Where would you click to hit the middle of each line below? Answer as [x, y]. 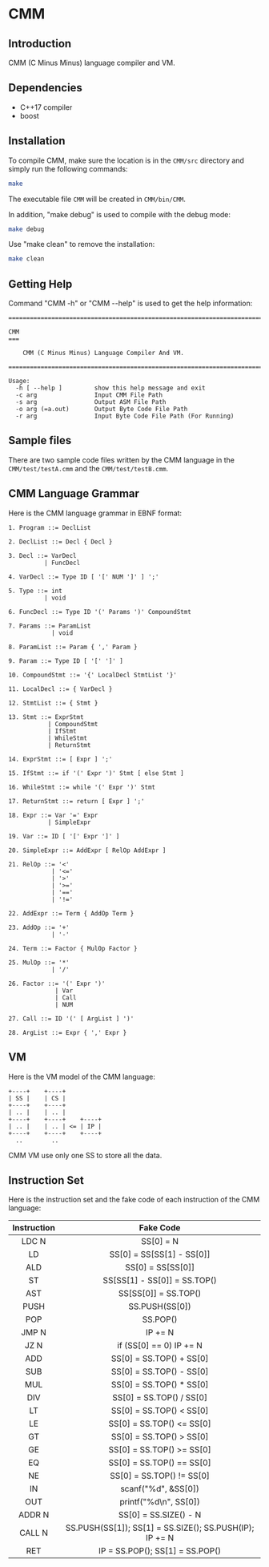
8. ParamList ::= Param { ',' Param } [73, 647]
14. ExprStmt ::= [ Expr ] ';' [60, 759]
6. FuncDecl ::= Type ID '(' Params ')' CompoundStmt [100, 612]
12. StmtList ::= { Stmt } [53, 703]
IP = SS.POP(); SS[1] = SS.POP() [160, 1551]
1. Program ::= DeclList [50, 527]
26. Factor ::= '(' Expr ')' [57, 983]
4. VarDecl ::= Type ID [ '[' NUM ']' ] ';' [84, 577]
